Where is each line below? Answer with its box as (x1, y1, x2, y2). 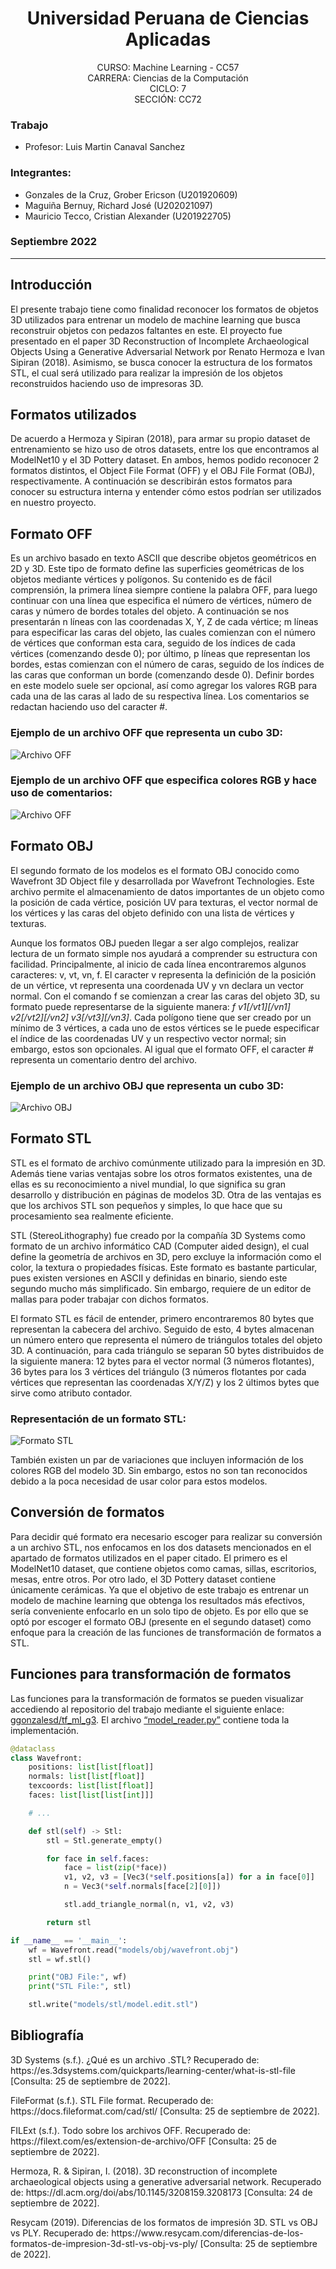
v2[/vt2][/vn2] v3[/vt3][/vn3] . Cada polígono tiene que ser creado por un (10, 1011, 312, 1023)
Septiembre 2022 (10, 235, 98, 249)
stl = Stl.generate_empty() (46, 1835, 163, 1846)
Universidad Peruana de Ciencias (26, 7, 310, 30)
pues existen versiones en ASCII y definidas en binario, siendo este (10, 1272, 288, 1284)
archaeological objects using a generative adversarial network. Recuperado (10, 2175, 322, 2187)
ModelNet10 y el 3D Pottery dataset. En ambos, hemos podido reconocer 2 (10, 454, 320, 466)
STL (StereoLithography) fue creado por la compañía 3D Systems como (10, 1229, 306, 1241)
